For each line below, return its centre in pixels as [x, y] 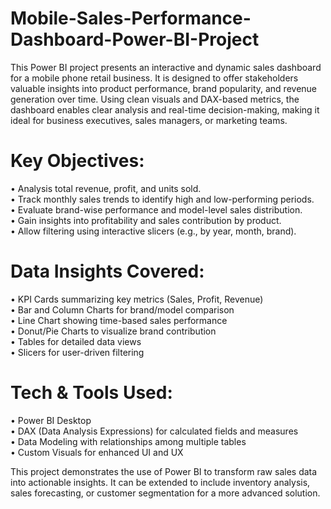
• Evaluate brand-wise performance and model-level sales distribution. [156, 209]
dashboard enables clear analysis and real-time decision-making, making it [165, 109]
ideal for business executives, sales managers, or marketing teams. [149, 120]
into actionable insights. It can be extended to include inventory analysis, [160, 482]
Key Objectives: [77, 161]
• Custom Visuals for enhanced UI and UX [97, 452]
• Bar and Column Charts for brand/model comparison [122, 309]
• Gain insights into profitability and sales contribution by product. [146, 220]
